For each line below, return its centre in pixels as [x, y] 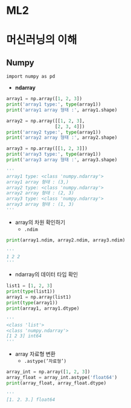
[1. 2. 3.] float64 [31, 400]
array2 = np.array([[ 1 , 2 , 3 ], [46, 121]
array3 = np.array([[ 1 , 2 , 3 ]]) [47, 148]
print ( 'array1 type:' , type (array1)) [54, 104]
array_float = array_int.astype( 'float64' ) [62, 378]
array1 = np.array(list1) [39, 297]
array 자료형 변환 [35, 354]
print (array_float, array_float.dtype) [56, 383]
